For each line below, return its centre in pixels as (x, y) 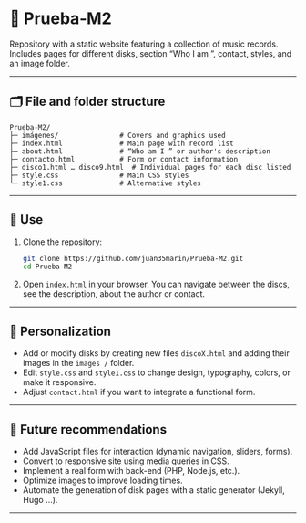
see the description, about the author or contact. (114, 294)
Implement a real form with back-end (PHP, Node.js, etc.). (131, 470)
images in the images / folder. (78, 363)
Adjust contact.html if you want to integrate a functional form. (139, 392)
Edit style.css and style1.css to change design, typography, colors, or (157, 372)
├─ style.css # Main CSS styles (99, 175)
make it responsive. (59, 382)
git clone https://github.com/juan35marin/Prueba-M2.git (133, 258)
